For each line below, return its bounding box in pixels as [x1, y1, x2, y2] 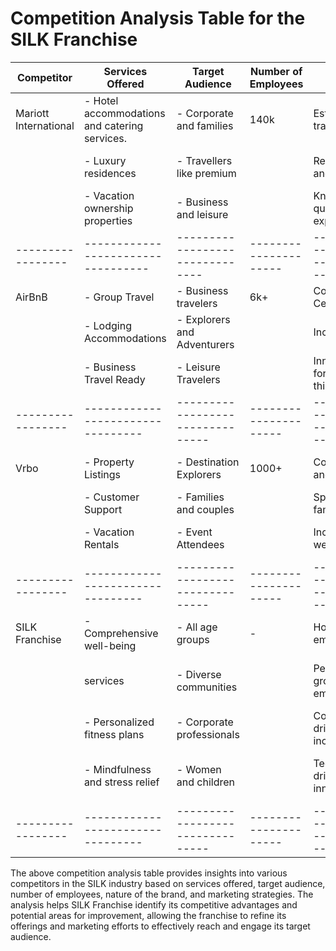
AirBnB [15, 290, 48, 304]
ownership [83, 201, 134, 215]
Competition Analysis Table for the [10, 7, 306, 30]
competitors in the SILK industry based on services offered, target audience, [10, 877, 326, 889]
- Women [176, 762, 222, 776]
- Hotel [83, 93, 119, 107]
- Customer [83, 490, 140, 504]
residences [83, 166, 137, 180]
